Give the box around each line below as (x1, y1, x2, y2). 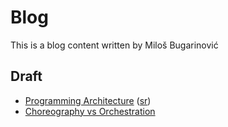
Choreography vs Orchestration (24, 105, 156, 117)
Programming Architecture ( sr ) (24, 94, 152, 106)
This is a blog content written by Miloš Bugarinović (10, 39, 219, 51)
